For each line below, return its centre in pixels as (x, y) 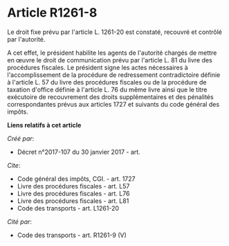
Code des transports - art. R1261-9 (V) (72, 235)
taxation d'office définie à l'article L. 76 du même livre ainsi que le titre (107, 89)
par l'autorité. (26, 39)
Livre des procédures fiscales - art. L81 (73, 201)
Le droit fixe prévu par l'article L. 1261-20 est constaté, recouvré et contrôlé (115, 32)
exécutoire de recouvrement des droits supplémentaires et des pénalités (110, 97)
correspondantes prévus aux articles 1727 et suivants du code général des (113, 104)
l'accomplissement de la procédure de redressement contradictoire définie (114, 75)
